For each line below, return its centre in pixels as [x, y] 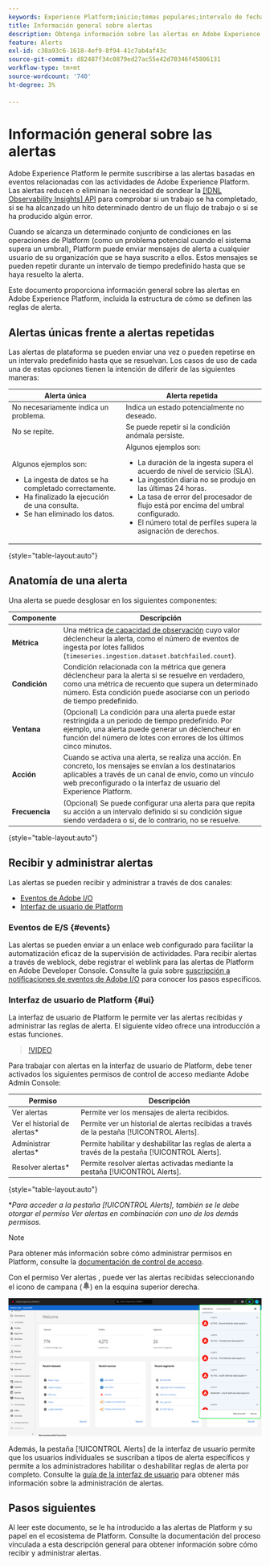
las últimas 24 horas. [172, 488]
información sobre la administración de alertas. [86, 1483]
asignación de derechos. [178, 530]
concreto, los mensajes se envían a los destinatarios [149, 766]
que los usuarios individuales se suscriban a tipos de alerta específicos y [129, 1457]
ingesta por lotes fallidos [104, 647]
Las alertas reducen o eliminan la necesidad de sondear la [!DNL [115, 191]
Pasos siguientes [52, 1508]
